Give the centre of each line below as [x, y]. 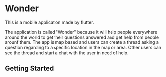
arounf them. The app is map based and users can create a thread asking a [82, 42]
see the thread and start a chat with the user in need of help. [67, 53]
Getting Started [29, 68]
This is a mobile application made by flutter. [50, 22]
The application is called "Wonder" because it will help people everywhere [81, 32]
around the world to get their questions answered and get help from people [82, 37]
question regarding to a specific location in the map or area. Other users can [83, 47]
